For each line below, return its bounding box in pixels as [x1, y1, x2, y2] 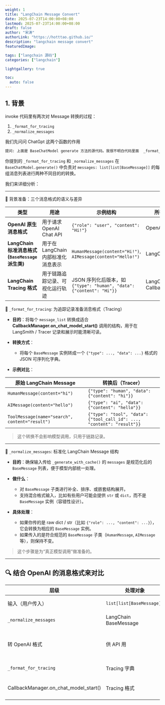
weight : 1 [5, 7, 26, 12]
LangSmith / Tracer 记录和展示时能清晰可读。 [12, 329, 104, 334]
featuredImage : [5, 44, 36, 49]
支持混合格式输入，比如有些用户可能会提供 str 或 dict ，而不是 [19, 492, 146, 498]
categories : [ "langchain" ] [5, 57, 60, 62]
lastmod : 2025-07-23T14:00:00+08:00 [5, 21, 80, 26]
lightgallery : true [5, 66, 45, 72]
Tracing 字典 [106, 665, 135, 671]
